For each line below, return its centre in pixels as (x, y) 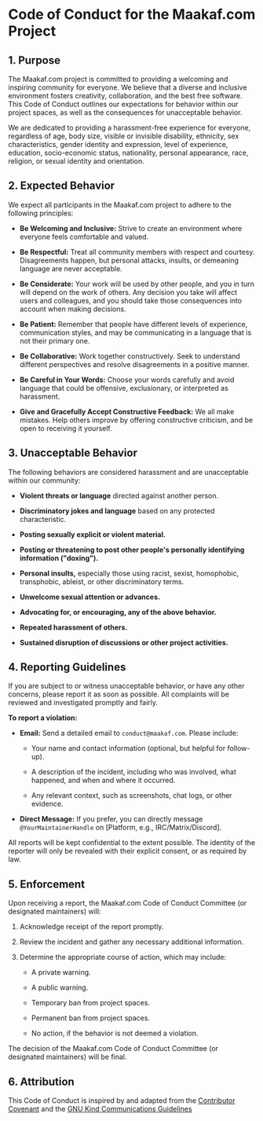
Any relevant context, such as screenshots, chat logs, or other (132, 796)
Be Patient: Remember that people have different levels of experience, (133, 324)
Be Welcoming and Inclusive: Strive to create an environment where (131, 228)
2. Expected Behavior (62, 186)
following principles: (41, 213)
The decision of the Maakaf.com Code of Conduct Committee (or (113, 1049)
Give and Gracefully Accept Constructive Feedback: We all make (127, 411)
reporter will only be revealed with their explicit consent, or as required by (128, 851)
